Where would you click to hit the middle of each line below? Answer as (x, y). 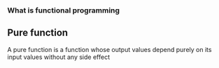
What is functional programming (64, 10)
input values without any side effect (59, 57)
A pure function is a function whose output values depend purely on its (109, 49)
